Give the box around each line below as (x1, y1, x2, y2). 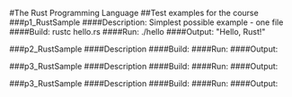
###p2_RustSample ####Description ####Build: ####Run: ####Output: (9, 44, 279, 54)
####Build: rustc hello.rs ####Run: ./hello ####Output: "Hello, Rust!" (9, 27, 266, 36)
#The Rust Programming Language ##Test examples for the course (9, 8, 259, 18)
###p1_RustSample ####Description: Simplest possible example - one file (9, 17, 284, 28)
